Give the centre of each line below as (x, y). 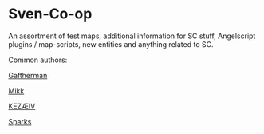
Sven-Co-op (50, 14)
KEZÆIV (22, 106)
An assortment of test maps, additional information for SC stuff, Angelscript (132, 36)
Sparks (20, 121)
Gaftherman (28, 75)
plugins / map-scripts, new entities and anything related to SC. (111, 44)
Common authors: (38, 60)
